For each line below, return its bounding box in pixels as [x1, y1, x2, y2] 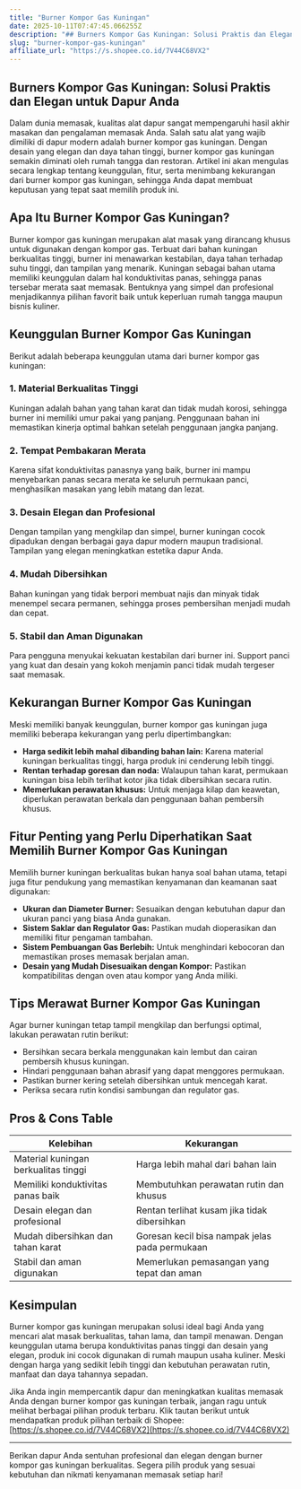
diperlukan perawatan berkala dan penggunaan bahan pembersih [21, 793, 264, 804]
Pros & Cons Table [9, 1110, 114, 1126]
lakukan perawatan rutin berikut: [9, 1029, 129, 1041]
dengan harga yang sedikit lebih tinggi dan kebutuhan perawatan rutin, [9, 1360, 271, 1371]
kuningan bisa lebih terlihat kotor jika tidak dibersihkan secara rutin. [21, 774, 272, 785]
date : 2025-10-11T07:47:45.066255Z [9, 22, 142, 30]
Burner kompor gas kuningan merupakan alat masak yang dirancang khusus [9, 234, 291, 245]
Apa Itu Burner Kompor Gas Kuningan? [9, 210, 230, 225]
